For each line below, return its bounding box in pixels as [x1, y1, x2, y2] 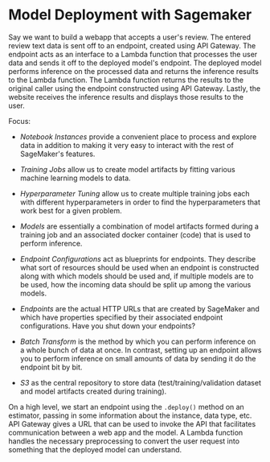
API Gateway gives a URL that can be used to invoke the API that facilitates [8, 419, 256, 428]
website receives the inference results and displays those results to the [8, 92, 244, 101]
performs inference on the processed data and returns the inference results [8, 66, 259, 76]
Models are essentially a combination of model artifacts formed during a [19, 221, 260, 231]
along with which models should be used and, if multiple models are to [19, 271, 254, 281]
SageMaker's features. [19, 149, 96, 159]
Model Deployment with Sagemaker [8, 6, 252, 24]
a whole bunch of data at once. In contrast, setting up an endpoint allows [19, 344, 262, 355]
